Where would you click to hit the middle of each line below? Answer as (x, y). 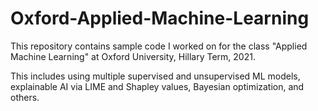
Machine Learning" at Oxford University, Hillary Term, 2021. (133, 56)
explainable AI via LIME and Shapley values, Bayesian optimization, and (157, 86)
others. (25, 97)
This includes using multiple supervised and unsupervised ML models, (155, 76)
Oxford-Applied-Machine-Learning (160, 18)
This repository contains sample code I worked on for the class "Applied (159, 46)
